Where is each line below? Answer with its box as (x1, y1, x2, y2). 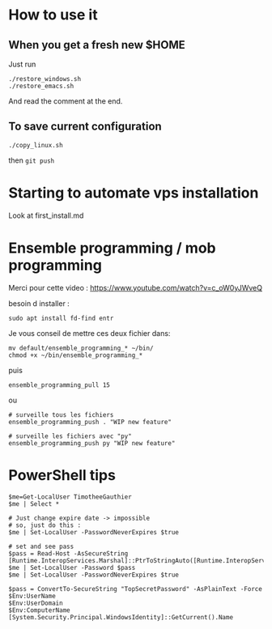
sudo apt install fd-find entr (8, 314, 114, 322)
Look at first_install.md (8, 210, 84, 220)
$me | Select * (8, 499, 60, 508)
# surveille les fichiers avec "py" (8, 431, 132, 440)
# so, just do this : (8, 521, 82, 529)
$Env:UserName (8, 592, 57, 600)
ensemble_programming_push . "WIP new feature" (8, 418, 172, 426)
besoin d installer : (8, 298, 70, 308)
